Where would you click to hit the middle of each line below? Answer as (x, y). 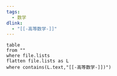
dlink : (15, 23)
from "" (16, 51)
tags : (13, 12)
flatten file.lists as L (38, 61)
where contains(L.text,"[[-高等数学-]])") (59, 68)
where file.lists (28, 56)
